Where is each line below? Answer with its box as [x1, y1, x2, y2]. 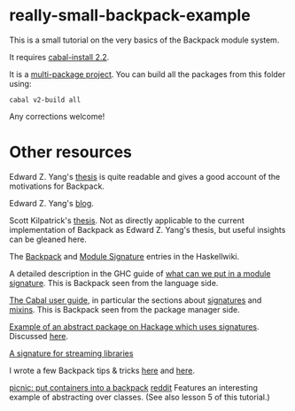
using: [9, 78, 32, 89]
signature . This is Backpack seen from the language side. [9, 277, 219, 288]
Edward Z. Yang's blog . [9, 198, 95, 208]
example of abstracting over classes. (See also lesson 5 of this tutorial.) [9, 392, 270, 402]
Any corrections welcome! [9, 111, 105, 121]
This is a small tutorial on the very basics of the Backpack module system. [9, 35, 280, 45]
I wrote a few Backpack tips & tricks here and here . [9, 365, 196, 376]
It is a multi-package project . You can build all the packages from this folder [9, 68, 286, 80]
